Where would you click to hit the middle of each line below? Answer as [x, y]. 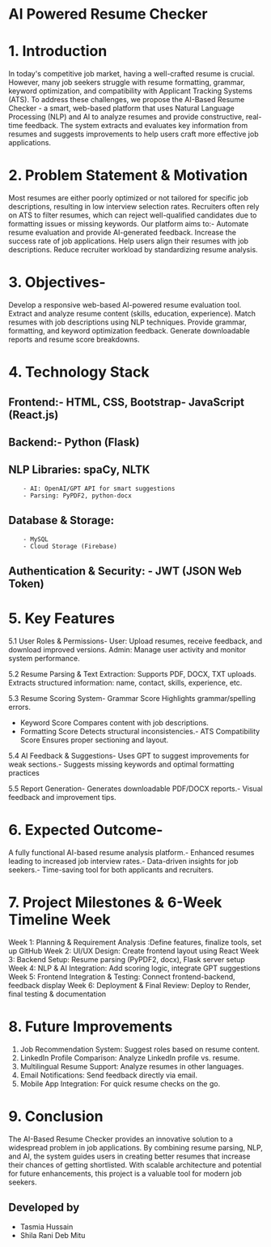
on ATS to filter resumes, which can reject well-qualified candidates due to [133, 215]
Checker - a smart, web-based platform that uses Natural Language [121, 108]
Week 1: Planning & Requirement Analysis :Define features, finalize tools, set [135, 942]
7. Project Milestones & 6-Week [115, 903]
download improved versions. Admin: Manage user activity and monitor [127, 649]
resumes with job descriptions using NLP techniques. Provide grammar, [127, 322]
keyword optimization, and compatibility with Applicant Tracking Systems [131, 91]
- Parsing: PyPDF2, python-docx [77, 496]
